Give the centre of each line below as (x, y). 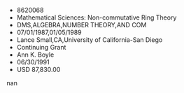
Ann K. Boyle (35, 55)
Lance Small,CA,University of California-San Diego (90, 40)
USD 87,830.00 (38, 70)
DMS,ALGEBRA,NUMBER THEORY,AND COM (82, 25)
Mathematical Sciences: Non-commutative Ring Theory (97, 17)
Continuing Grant (41, 47)
